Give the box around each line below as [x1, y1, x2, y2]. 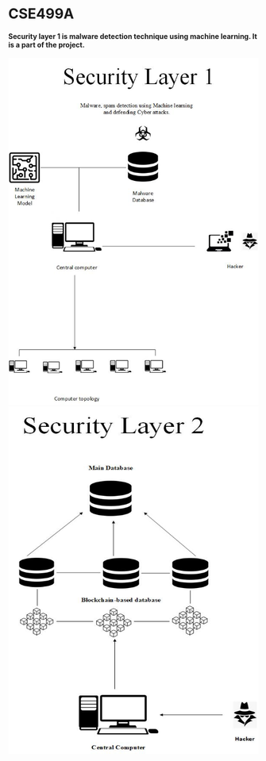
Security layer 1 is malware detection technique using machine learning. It [8, 31, 258, 40]
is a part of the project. [8, 40, 85, 49]
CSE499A [8, 5, 75, 23]
